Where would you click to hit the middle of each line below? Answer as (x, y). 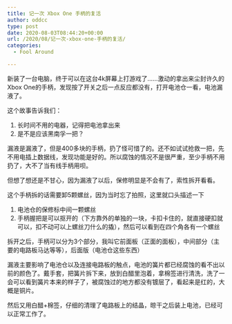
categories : (24, 45)
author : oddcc (28, 20)
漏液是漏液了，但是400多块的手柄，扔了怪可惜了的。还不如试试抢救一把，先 (116, 148)
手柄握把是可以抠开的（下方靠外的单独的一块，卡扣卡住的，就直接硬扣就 (120, 218)
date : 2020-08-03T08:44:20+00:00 (55, 33)
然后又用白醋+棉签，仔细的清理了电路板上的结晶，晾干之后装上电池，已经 (112, 305)
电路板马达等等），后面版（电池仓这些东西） (81, 250)
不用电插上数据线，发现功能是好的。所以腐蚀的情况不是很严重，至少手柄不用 (116, 156)
